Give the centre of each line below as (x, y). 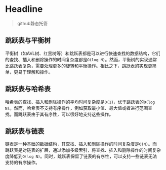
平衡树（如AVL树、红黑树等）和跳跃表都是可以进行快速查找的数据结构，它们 (83, 53)
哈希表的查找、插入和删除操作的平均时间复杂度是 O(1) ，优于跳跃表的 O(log (80, 102)
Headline (24, 9)
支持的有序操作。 (22, 163)
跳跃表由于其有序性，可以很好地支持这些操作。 (66, 114)
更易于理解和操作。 (33, 72)
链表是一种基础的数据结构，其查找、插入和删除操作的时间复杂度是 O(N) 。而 (81, 144)
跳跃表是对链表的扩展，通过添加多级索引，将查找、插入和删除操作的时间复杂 (83, 150)
